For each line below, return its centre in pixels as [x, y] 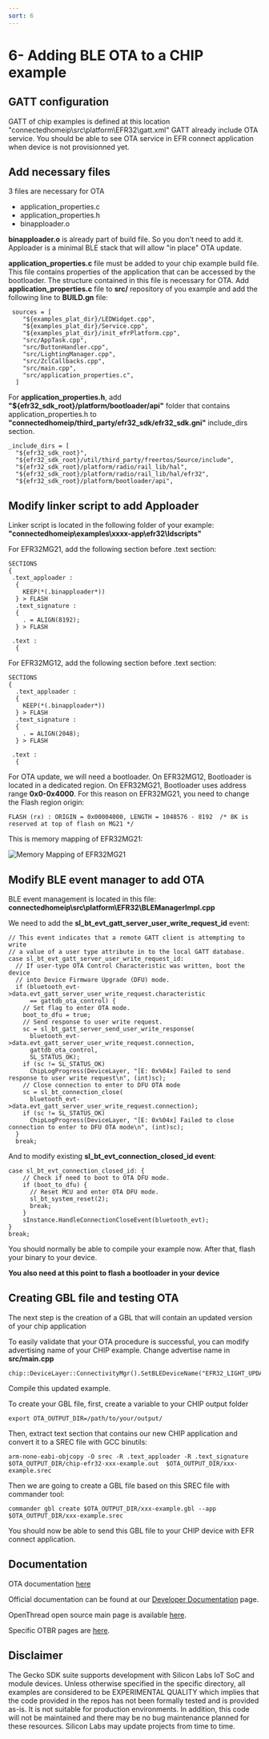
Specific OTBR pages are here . [59, 1630]
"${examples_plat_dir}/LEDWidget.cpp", [89, 319]
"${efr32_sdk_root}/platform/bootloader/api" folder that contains [119, 406]
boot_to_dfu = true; [57, 1015]
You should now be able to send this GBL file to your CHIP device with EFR [131, 1530]
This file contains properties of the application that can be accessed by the [132, 272]
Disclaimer [36, 1656]
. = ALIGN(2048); [52, 734]
